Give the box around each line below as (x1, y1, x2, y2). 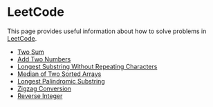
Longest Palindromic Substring (17, 77, 105, 85)
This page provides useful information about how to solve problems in (7, 27, 207, 35)
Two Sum (17, 48, 45, 56)
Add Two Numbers (17, 55, 71, 63)
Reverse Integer (17, 91, 63, 100)
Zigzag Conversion (17, 84, 71, 93)
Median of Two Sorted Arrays (17, 70, 102, 78)
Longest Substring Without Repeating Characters (17, 62, 158, 70)
